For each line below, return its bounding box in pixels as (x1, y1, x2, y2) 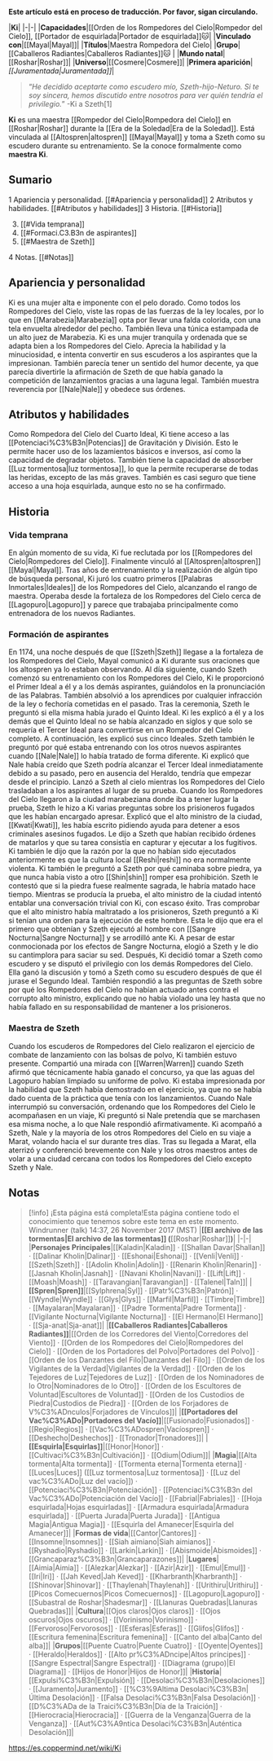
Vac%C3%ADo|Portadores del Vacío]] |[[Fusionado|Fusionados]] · (28, 1415, 254, 1425)
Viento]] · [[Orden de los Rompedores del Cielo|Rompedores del (28, 1337, 244, 1347)
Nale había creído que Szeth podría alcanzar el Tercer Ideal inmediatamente (8, 759, 263, 769)
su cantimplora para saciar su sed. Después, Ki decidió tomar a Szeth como (8, 950, 263, 960)
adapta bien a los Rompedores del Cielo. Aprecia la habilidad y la (8, 341, 227, 350)
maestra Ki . (8, 150, 49, 159)
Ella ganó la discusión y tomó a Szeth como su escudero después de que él (8, 967, 262, 977)
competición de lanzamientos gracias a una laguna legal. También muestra (8, 375, 259, 385)
